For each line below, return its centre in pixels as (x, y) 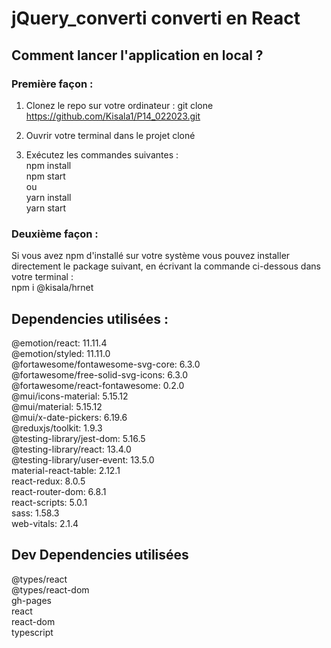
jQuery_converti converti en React (156, 18)
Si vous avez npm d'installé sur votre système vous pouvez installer (151, 256)
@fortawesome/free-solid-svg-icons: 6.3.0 (100, 374)
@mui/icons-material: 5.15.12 (70, 396)
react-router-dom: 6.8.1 (59, 491)
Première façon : (52, 84)
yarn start (46, 208)
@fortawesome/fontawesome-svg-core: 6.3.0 (106, 364)
